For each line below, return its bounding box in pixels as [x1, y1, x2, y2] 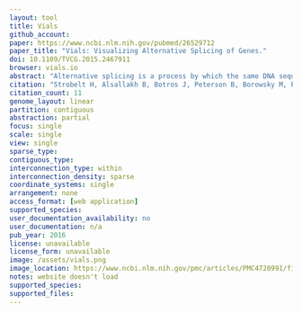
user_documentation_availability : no [9, 213, 151, 223]
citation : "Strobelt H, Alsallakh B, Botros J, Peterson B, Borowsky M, [9, 80, 288, 89]
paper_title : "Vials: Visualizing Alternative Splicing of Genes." [9, 47, 268, 56]
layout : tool [9, 13, 58, 22]
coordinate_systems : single [9, 181, 115, 190]
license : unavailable [9, 239, 91, 248]
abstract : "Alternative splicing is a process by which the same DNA [9, 72, 276, 81]
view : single [9, 138, 58, 147]
